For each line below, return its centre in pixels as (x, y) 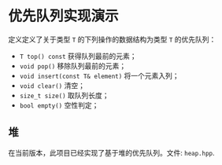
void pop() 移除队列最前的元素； (73, 66)
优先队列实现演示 (64, 16)
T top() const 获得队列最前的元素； (78, 56)
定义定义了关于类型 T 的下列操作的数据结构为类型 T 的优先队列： (112, 39)
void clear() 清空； (52, 85)
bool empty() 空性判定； (59, 105)
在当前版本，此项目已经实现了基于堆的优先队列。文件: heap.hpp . (111, 152)
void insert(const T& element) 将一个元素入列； (99, 75)
